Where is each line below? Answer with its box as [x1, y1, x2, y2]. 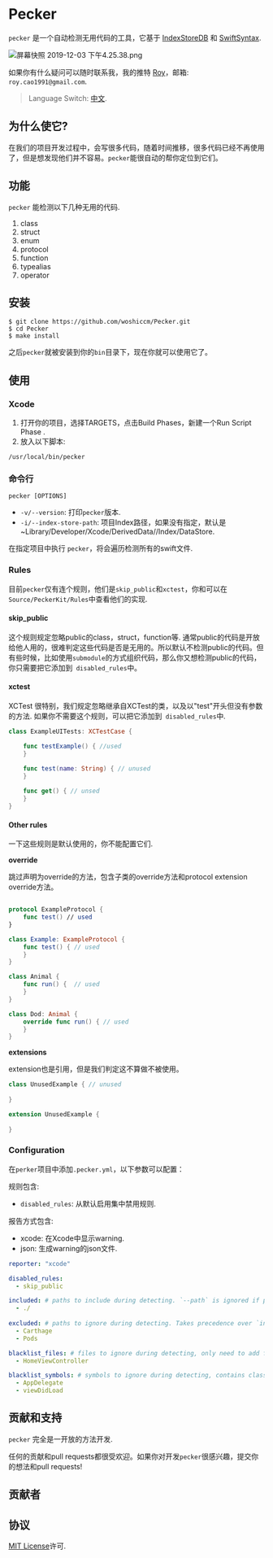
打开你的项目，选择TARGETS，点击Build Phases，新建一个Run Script [19, 418, 252, 428]
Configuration [8, 1145, 65, 1156]
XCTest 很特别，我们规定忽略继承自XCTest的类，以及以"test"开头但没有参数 [8, 701, 263, 711]
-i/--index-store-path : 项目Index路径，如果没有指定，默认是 [19, 517, 227, 527]
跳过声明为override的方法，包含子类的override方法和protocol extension [8, 872, 248, 882]
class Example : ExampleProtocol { [8, 935, 126, 944]
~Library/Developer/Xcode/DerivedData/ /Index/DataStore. [19, 526, 215, 537]
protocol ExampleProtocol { [8, 906, 104, 914]
